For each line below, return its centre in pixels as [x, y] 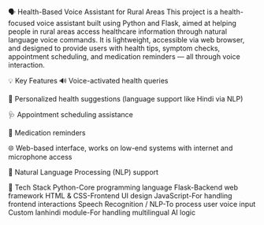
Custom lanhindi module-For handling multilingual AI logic [102, 212]
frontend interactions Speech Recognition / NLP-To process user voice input [132, 204]
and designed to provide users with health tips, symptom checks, [114, 48]
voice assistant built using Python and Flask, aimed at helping [136, 23]
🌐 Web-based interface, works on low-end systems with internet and [121, 148]
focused [22, 23]
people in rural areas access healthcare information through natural [117, 31]
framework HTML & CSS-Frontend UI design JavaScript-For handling [120, 195]
